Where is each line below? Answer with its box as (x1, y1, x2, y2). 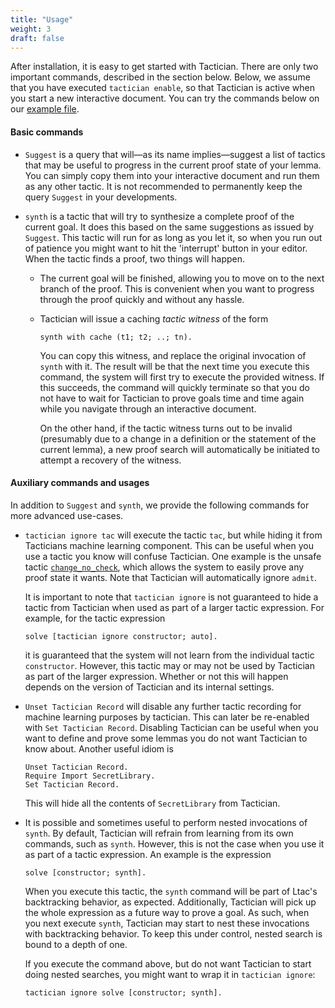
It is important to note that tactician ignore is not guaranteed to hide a (24, 591, 319, 603)
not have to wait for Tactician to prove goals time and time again (39, 392, 305, 404)
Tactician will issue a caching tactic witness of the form (39, 312, 269, 325)
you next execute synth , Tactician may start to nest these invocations (24, 917, 310, 929)
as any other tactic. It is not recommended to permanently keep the (24, 180, 303, 192)
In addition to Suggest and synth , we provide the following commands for (10, 499, 310, 511)
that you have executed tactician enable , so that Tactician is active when (10, 82, 316, 94)
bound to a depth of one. (24, 938, 128, 950)
